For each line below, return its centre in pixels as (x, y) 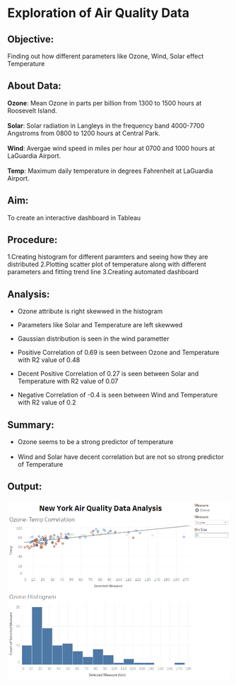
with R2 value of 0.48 (49, 360)
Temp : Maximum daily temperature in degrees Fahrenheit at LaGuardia (110, 171)
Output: (25, 487)
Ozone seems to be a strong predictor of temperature (95, 442)
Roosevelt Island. (33, 111)
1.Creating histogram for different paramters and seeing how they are (108, 257)
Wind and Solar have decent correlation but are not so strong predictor (120, 457)
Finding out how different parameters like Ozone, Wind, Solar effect (105, 56)
